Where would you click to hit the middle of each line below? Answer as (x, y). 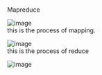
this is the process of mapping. (51, 30)
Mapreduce (24, 10)
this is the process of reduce (48, 51)
